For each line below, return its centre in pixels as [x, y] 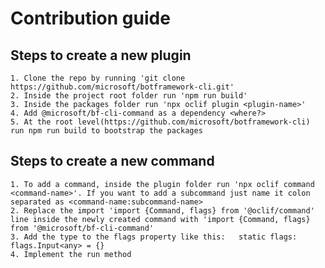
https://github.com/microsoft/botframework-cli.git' [122, 87]
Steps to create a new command [112, 161]
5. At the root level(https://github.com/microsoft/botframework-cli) [160, 122]
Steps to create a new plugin [101, 55]
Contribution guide [90, 18]
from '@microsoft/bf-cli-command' [82, 228]
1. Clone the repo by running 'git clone [98, 78]
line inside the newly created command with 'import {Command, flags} [160, 219]
